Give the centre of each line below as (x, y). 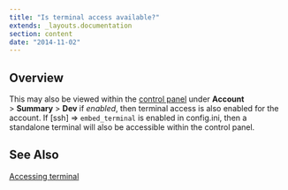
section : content (41, 34)
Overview (37, 77)
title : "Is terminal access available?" (85, 17)
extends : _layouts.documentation (71, 26)
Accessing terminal (44, 176)
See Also (34, 155)
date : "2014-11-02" (45, 42)
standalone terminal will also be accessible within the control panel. (132, 127)
